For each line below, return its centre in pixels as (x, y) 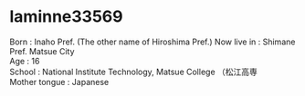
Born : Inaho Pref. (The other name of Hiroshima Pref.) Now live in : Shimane (152, 42)
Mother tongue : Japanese (59, 82)
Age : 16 (25, 61)
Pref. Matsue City (42, 51)
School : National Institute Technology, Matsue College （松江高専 (133, 72)
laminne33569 (66, 17)
